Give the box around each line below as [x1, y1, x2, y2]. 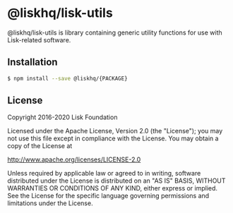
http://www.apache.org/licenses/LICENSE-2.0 [7, 155, 141, 164]
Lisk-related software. [7, 35, 71, 44]
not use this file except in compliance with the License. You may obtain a [7, 134, 219, 142]
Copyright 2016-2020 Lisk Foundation [7, 113, 118, 121]
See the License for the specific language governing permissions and [7, 192, 210, 200]
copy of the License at [7, 142, 73, 150]
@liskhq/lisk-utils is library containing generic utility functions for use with [7, 28, 222, 37]
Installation [7, 56, 58, 68]
